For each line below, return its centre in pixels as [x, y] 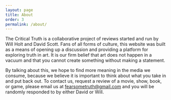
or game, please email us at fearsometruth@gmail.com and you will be [80, 87]
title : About [19, 15]
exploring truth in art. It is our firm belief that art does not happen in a [79, 55]
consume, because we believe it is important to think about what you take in [86, 76]
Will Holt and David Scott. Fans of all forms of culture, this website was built [85, 44]
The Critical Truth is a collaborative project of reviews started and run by [82, 39]
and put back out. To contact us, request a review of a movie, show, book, [83, 81]
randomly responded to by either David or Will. [55, 92]
